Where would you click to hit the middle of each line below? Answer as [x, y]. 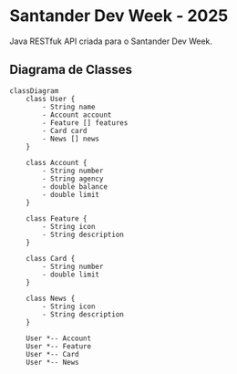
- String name [69, 107]
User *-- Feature [59, 346]
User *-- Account [59, 338]
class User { [51, 99]
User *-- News [52, 362]
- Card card [65, 130]
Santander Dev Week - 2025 [119, 16]
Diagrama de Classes [71, 70]
